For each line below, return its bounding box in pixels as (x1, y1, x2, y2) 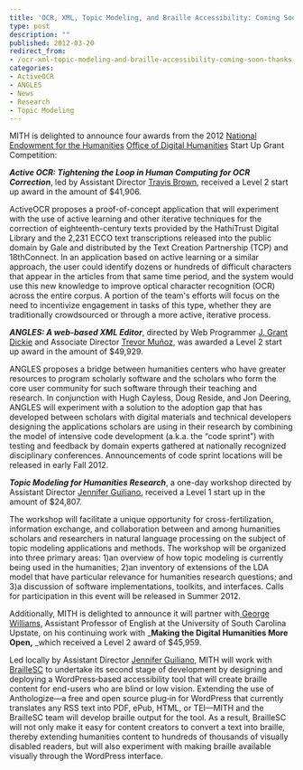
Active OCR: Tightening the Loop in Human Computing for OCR (9, 167, 251, 178)
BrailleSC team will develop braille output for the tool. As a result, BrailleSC (9, 712, 287, 723)
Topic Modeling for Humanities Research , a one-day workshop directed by (9, 477, 292, 488)
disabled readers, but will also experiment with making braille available (9, 741, 272, 752)
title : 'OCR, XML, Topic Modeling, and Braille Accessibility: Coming (9, 13, 280, 23)
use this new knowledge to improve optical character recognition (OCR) (9, 281, 276, 292)
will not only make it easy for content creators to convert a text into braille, (9, 722, 286, 733)
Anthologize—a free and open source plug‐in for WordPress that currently (9, 693, 284, 704)
